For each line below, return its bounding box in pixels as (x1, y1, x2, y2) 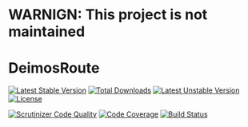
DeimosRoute (8, 59, 100, 77)
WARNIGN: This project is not (8, 6, 208, 24)
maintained (8, 22, 86, 41)
